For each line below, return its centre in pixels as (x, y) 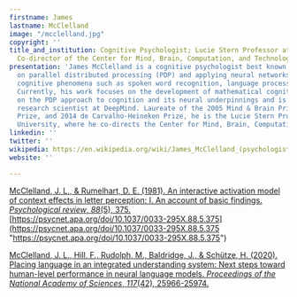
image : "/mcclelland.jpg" (57, 34)
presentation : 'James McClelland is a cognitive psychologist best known (148, 67)
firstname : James (41, 17)
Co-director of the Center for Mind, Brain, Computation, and (134, 59)
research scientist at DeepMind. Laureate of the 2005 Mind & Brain (146, 108)
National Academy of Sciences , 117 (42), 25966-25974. (109, 283)
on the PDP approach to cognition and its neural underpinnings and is (152, 100)
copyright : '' (35, 42)
